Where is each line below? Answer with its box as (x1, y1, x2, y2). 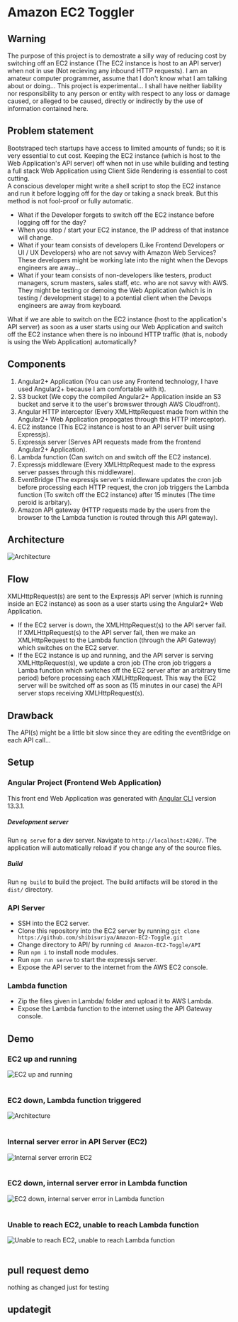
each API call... (7, 736, 51, 745)
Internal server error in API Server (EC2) (7, 1137, 147, 1147)
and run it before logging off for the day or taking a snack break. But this (7, 189, 218, 198)
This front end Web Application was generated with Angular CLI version (7, 794, 217, 802)
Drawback (7, 709, 54, 722)
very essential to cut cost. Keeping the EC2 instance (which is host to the (7, 151, 221, 160)
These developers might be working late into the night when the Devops (17, 255, 229, 264)
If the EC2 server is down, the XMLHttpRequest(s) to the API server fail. (17, 621, 227, 629)
